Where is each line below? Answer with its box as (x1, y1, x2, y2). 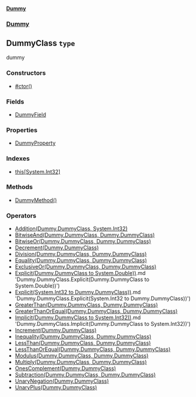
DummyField (14, 111, 47, 118)
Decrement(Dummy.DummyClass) (14, 244, 99, 251)
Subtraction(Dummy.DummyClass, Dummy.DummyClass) (14, 371, 156, 378)
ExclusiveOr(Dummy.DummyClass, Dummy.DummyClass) (14, 263, 157, 270)
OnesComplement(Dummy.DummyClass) (14, 365, 117, 372)
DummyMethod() (14, 196, 57, 203)
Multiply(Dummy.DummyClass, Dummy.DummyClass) (14, 359, 148, 366)
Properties (6, 126, 38, 134)
